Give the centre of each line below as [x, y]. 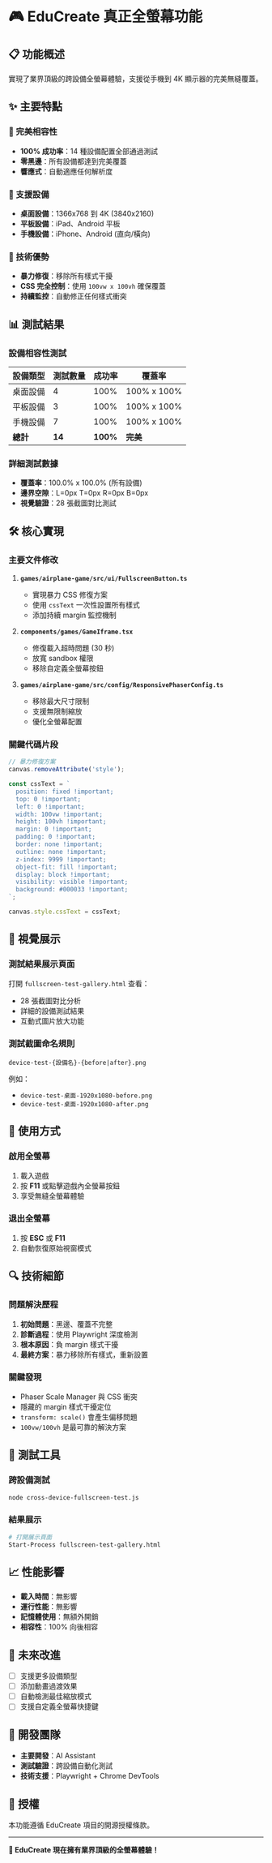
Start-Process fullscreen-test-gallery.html [85, 1545]
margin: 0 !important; [54, 829]
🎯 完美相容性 [33, 132]
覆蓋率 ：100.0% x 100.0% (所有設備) [81, 483]
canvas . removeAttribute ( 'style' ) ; [67, 770]
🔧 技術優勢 [29, 256]
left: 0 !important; [50, 807]
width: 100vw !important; [59, 814]
